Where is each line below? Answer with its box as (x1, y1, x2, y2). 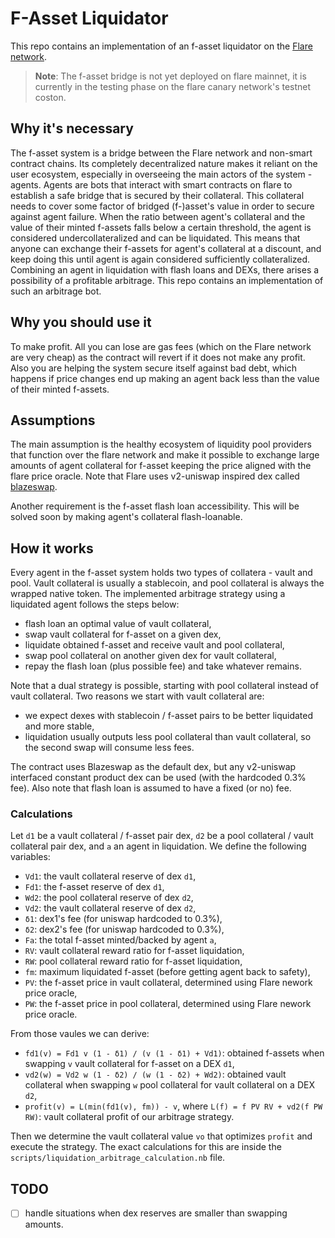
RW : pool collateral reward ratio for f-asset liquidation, (24, 955, 243, 967)
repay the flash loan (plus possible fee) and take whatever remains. (24, 660, 302, 672)
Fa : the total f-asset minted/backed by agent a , (24, 934, 217, 946)
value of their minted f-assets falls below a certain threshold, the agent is (10, 221, 312, 233)
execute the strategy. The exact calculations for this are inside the (10, 1141, 282, 1153)
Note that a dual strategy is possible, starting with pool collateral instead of (10, 680, 319, 692)
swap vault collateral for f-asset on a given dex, (24, 628, 222, 641)
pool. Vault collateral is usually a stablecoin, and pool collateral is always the (10, 577, 325, 589)
